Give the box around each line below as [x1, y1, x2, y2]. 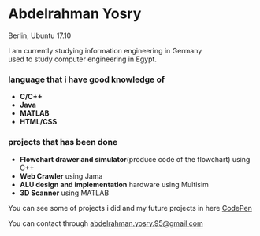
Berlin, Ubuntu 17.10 [8, 31, 72, 40]
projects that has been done [8, 137, 118, 148]
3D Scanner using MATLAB [19, 188, 110, 197]
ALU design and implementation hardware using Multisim [19, 179, 209, 189]
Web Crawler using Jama [19, 171, 103, 181]
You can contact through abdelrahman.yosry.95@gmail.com [8, 218, 203, 228]
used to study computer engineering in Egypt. [8, 54, 158, 64]
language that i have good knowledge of [8, 74, 165, 85]
